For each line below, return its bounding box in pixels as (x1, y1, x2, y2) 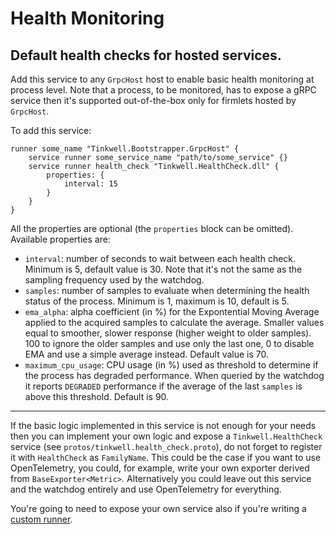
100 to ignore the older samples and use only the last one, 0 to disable (24, 338, 315, 349)
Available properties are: (10, 233, 111, 245)
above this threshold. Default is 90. (24, 391, 170, 402)
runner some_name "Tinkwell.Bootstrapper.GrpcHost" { (10, 144, 240, 154)
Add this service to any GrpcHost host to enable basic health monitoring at (10, 73, 315, 85)
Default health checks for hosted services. (10, 47, 282, 64)
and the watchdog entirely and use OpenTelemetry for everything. (10, 483, 282, 495)
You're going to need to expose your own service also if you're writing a (10, 503, 307, 514)
